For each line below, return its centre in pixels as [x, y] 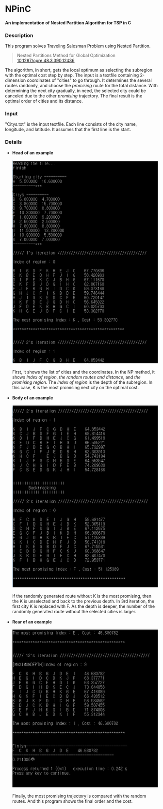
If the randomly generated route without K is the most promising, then [82, 596]
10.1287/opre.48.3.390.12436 [46, 61]
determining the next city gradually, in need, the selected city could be [76, 91]
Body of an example [33, 398]
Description [19, 35]
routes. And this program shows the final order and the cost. [72, 801]
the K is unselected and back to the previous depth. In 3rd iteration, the [83, 601]
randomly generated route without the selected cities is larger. [74, 612]
